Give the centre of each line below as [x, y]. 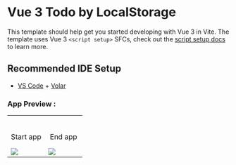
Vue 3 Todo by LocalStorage [92, 12]
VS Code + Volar [42, 86]
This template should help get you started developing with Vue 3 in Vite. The [118, 32]
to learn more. [27, 46]
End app [63, 137]
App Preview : [32, 104]
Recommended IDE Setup [64, 68]
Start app [26, 137]
